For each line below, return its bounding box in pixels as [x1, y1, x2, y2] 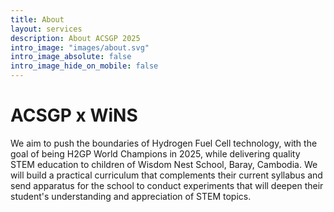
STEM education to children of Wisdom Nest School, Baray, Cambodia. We [10, 158, 318, 170]
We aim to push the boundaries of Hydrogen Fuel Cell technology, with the [10, 137, 318, 149]
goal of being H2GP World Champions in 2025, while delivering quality [10, 147, 301, 160]
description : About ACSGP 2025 [10, 33, 141, 43]
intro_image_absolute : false [10, 52, 132, 62]
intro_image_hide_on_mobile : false [10, 61, 159, 71]
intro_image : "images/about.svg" [10, 42, 150, 53]
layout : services [10, 24, 83, 34]
